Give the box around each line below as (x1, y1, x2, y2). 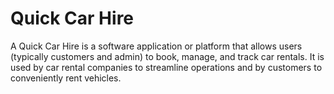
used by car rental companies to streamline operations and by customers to (10, 61, 323, 73)
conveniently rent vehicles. (10, 72, 122, 84)
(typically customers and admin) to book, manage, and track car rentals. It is (10, 50, 325, 62)
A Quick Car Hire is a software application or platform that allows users (10, 40, 303, 52)
